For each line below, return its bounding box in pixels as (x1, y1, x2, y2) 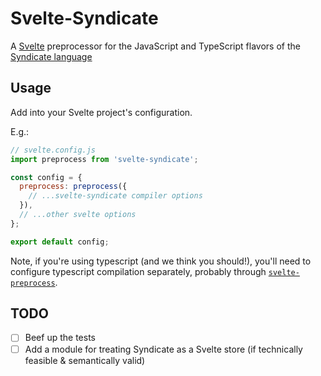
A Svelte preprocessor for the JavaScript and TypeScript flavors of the (10, 40, 301, 52)
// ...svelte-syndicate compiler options (28, 191, 203, 201)
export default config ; (10, 237, 110, 247)
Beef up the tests (24, 332, 96, 344)
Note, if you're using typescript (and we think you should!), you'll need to (10, 255, 312, 267)
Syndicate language (10, 50, 93, 62)
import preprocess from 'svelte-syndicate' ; (10, 154, 199, 164)
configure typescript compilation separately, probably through (10, 265, 267, 277)
